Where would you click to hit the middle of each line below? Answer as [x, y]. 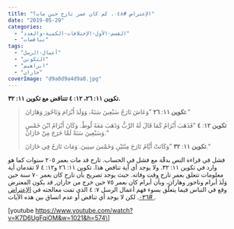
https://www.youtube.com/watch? [84, 211]
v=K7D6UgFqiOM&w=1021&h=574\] [59, 218]
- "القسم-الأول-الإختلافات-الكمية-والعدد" [72, 33]
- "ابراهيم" [32, 66]
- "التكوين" [32, 59]
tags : [16, 46]
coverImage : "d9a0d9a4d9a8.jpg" [55, 79]
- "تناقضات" [32, 40]
